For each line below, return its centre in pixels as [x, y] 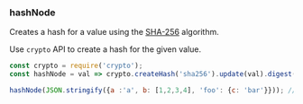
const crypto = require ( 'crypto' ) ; [76, 66]
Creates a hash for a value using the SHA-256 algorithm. [114, 32]
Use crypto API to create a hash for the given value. [105, 49]
